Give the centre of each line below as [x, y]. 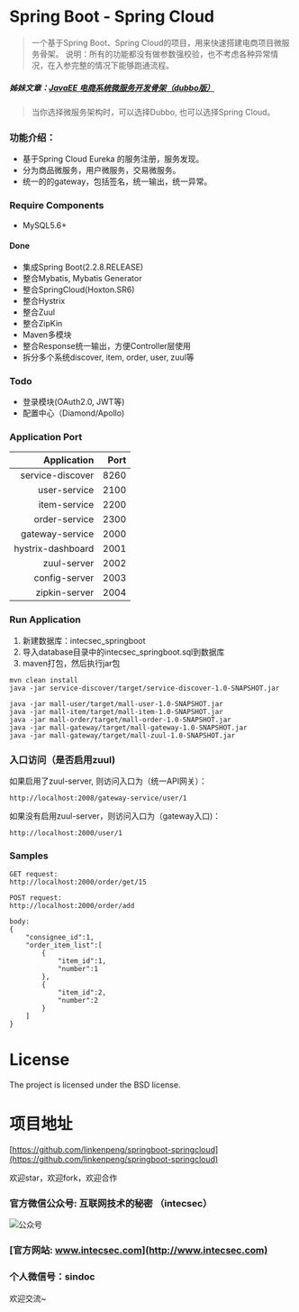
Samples [29, 856]
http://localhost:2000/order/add [72, 906]
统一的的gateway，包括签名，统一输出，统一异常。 [117, 181]
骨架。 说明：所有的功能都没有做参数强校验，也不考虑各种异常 [155, 54]
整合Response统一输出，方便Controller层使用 [107, 345]
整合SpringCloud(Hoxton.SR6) [78, 289]
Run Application [45, 619]
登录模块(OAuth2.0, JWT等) [73, 402]
